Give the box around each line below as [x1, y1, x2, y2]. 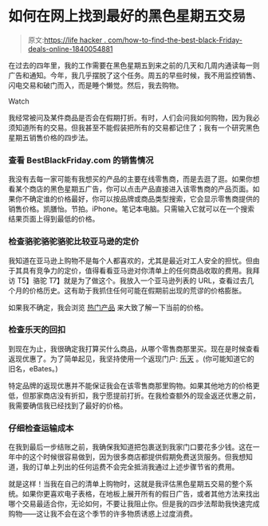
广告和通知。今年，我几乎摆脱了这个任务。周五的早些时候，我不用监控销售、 [8, 70, 260, 80]
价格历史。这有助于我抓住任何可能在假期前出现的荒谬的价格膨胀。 [29, 285, 246, 295]
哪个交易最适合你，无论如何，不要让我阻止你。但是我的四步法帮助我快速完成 [8, 499, 260, 508]
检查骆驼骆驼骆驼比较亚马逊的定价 [8, 236, 140, 247]
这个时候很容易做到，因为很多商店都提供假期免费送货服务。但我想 [29, 452, 246, 462]
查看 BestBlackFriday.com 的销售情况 [8, 155, 154, 166]
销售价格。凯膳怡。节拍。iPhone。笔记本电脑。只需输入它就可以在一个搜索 [8, 204, 255, 214]
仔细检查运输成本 [8, 422, 74, 434]
